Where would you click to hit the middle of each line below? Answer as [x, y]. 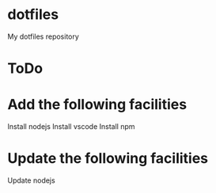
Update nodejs [32, 180]
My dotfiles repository [44, 36]
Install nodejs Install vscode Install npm [71, 127]
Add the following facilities [97, 105]
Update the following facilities [108, 159]
